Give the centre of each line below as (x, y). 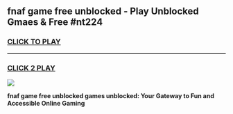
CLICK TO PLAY (34, 42)
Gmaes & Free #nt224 (55, 22)
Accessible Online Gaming (46, 103)
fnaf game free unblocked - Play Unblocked (103, 11)
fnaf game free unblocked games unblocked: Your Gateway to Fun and (111, 95)
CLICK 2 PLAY (31, 68)
